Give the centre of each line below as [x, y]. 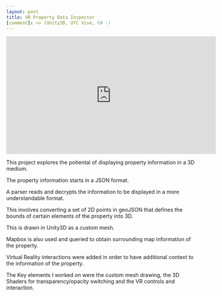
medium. [17, 169]
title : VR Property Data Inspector [51, 17]
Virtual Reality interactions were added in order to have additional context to [100, 257]
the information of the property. [45, 264]
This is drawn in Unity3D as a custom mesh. [60, 228]
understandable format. [35, 198]
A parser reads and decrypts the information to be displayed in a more [93, 192]
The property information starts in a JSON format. [68, 180]
